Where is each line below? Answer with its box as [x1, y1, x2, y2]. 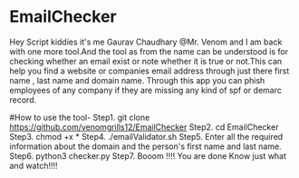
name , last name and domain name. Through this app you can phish [9, 74, 265, 85]
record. [9, 94, 37, 105]
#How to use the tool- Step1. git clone [9, 112, 150, 123]
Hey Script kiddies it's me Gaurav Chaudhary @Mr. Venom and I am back [9, 36, 283, 47]
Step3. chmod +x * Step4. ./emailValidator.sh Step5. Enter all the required [9, 131, 284, 142]
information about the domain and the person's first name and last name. [9, 141, 283, 152]
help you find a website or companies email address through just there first [9, 65, 290, 76]
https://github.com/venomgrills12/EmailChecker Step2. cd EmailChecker [9, 121, 279, 133]
